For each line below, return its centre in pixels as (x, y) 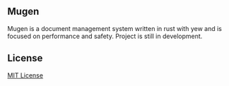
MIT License (25, 75)
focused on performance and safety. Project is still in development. (105, 36)
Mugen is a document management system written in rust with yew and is (115, 28)
